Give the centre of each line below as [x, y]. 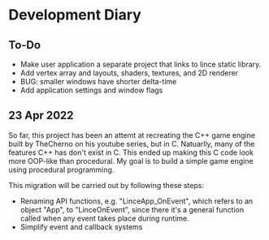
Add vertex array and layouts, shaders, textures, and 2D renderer [129, 73]
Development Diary [75, 15]
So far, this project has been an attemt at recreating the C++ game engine [132, 135]
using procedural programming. [61, 169]
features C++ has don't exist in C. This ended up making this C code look [131, 152]
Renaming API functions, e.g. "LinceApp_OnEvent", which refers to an [137, 201]
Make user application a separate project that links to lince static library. [141, 64]
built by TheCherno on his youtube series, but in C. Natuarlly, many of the [132, 144]
